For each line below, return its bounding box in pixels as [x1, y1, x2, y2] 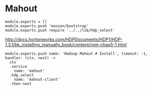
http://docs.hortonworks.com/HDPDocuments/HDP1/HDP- [5, 36, 123, 42]
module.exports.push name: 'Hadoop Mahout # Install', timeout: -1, [5, 51, 148, 56]
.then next [9, 81, 32, 86]
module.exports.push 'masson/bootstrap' [5, 23, 89, 29]
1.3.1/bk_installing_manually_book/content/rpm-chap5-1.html [5, 41, 127, 47]
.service [9, 64, 27, 69]
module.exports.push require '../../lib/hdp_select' [5, 28, 115, 32]
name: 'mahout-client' [14, 77, 60, 82]
